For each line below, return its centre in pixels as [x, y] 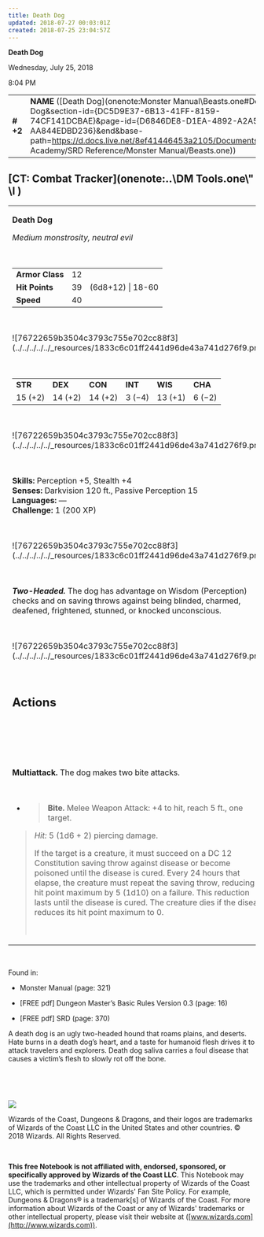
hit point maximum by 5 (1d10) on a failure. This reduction [142, 893]
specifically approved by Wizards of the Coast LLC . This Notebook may [126, 1175]
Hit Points [35, 287]
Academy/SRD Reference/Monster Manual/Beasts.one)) [133, 150]
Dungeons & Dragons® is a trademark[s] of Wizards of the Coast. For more [129, 1200]
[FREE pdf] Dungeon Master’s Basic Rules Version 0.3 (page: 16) [123, 1003]
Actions [34, 702]
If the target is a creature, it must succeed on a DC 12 [133, 854]
